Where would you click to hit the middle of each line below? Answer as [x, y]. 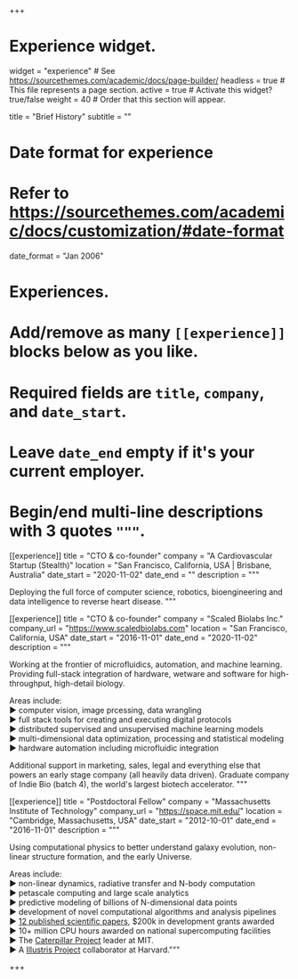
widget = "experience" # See [62, 70]
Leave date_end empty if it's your [132, 452]
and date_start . [68, 411]
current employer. [77, 471]
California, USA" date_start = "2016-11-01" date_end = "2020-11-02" [133, 638]
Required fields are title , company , [137, 392]
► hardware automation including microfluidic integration [114, 748]
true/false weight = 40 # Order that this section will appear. [117, 99]
